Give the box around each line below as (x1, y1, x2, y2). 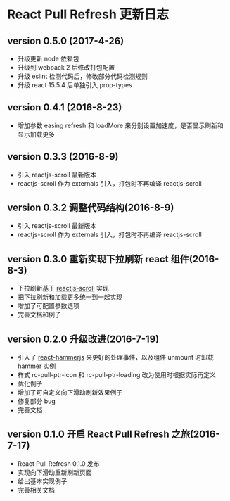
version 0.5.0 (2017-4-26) (7, 34, 124, 46)
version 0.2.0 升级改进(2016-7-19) (7, 333, 160, 345)
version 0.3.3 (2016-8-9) (7, 151, 119, 163)
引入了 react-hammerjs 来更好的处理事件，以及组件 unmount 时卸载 (17, 353, 214, 362)
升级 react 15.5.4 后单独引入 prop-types (17, 81, 132, 89)
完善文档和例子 (17, 310, 61, 319)
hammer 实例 (17, 362, 56, 370)
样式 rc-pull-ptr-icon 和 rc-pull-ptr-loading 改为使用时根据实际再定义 (17, 371, 216, 379)
